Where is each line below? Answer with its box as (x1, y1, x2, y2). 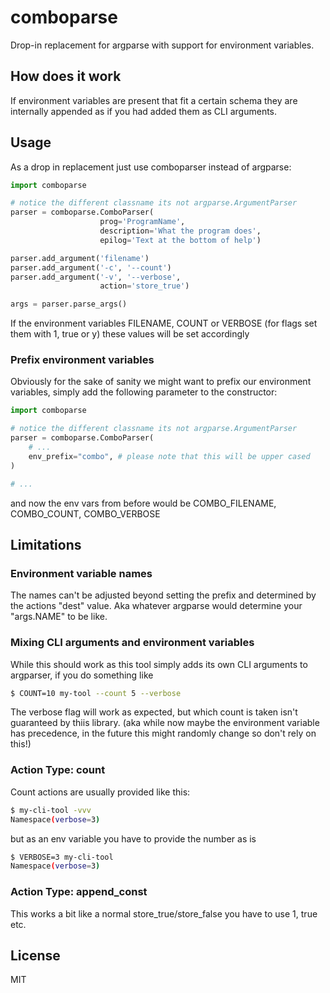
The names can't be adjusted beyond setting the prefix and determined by (10, 589, 317, 601)
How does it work (10, 68, 122, 85)
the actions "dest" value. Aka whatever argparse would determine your (10, 600, 303, 612)
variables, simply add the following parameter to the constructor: (10, 386, 278, 398)
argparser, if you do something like (10, 669, 154, 681)
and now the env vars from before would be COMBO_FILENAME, (10, 497, 277, 509)
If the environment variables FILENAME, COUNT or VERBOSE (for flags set (10, 317, 318, 330)
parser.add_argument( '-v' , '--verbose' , (10, 272, 182, 282)
